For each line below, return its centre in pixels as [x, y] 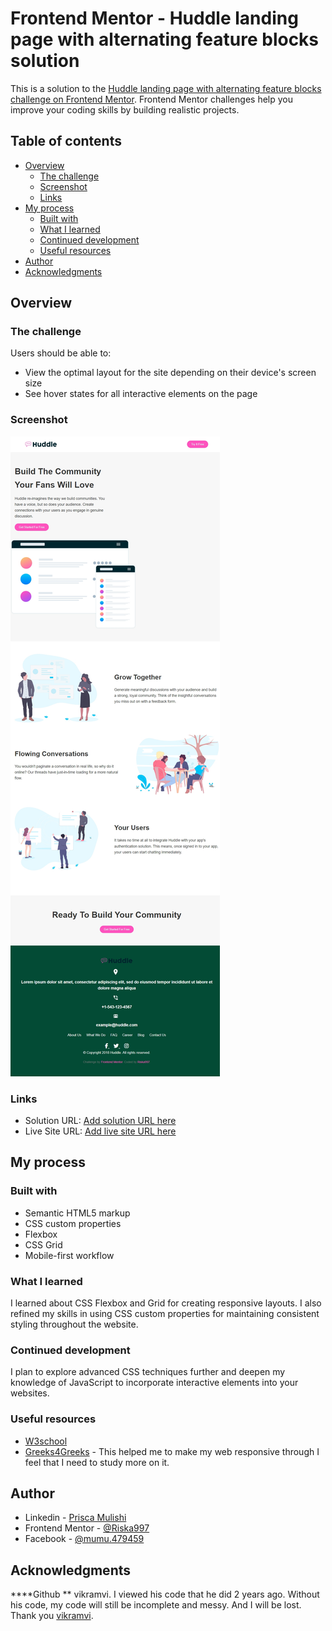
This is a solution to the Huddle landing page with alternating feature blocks [166, 88]
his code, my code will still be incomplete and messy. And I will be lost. [156, 1605]
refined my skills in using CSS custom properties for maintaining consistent [165, 1314]
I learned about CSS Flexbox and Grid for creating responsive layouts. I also [166, 1303]
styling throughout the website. [74, 1324]
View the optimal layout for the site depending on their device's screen [170, 373]
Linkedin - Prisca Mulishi [75, 1518]
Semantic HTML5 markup [77, 1213]
